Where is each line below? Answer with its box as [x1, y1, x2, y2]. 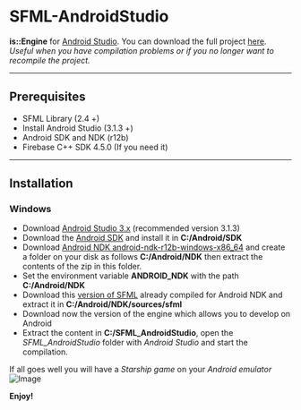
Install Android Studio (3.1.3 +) [21, 123, 133, 133]
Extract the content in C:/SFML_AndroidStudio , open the [21, 328, 234, 338]
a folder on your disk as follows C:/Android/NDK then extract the [21, 252, 263, 262]
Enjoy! [9, 391, 34, 402]
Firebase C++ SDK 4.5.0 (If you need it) [21, 141, 168, 152]
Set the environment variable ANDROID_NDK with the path [21, 270, 239, 281]
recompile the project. [9, 55, 91, 65]
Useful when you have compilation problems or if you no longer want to [9, 45, 275, 56]
